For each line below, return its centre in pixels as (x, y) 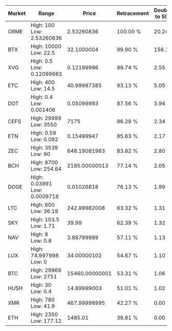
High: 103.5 (45, 219)
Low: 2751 (44, 277)
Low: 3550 (44, 124)
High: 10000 (46, 46)
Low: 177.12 (46, 321)
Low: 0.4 (41, 291)
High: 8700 (44, 162)
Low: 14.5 (43, 89)
